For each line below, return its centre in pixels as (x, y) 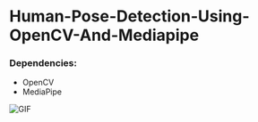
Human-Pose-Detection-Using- (129, 16)
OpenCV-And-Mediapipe (104, 35)
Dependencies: (43, 63)
